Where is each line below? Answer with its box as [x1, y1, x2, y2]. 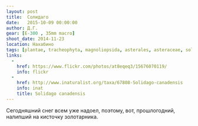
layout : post [6, 8, 38, 15]
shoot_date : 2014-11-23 [6, 36, 65, 42]
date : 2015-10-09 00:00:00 [6, 19, 78, 25]
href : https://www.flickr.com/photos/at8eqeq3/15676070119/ [16, 63, 167, 69]
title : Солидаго [6, 14, 49, 20]
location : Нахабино [6, 42, 54, 48]
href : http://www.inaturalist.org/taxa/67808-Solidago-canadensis [16, 80, 183, 86]
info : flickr [16, 69, 49, 75]
